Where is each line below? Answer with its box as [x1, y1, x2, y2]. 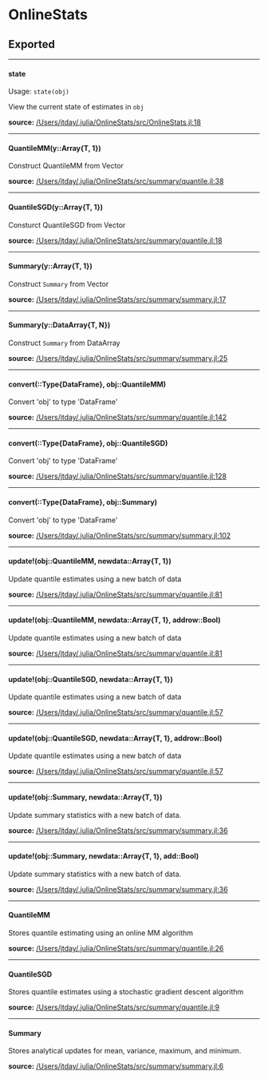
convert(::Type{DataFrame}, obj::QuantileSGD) [8, 438, 168, 448]
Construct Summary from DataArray [8, 338, 121, 348]
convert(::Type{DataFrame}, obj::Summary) [8, 498, 158, 507]
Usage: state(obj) [8, 86, 69, 97]
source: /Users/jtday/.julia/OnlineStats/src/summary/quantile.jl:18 [8, 236, 223, 245]
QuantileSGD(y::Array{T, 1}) [8, 202, 104, 212]
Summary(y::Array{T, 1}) [8, 261, 93, 271]
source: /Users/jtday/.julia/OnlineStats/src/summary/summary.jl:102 [8, 530, 231, 540]
